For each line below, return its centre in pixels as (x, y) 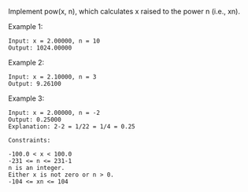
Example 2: (26, 63)
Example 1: (26, 26)
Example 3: (26, 98)
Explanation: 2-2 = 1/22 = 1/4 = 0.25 (72, 127)
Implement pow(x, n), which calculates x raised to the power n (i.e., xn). (124, 11)
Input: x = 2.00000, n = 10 (54, 41)
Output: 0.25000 (35, 120)
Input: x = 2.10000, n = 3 (52, 77)
